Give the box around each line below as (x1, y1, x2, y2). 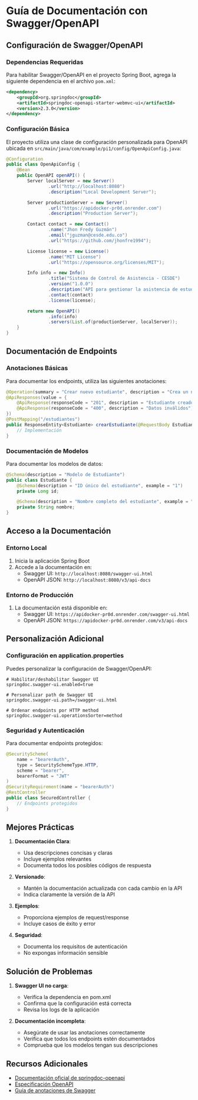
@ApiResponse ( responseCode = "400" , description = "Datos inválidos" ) (16, 406, 194, 412)
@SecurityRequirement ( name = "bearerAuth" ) (6, 784, 115, 790)
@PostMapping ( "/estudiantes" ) (6, 416, 81, 423)
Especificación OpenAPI (14, 1081, 74, 1088)
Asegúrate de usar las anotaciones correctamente (23, 1029, 146, 1036)
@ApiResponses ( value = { (6, 394, 67, 400)
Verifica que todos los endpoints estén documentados (23, 1035, 155, 1043)
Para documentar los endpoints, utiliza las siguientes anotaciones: (6, 377, 167, 384)
